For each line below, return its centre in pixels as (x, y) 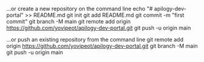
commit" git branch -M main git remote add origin (69, 21)
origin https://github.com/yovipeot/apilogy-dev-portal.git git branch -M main (102, 46)
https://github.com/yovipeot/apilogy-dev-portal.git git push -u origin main (99, 28)
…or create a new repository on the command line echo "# (80, 9)
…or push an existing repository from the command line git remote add (95, 39)
